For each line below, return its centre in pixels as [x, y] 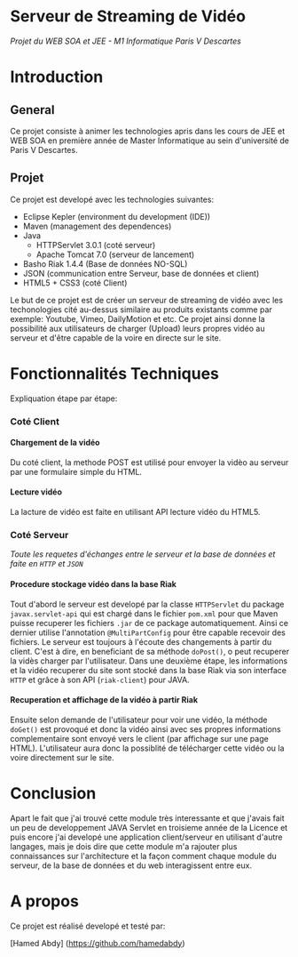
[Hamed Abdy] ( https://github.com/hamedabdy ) [98, 943]
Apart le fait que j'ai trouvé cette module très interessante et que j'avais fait [147, 818]
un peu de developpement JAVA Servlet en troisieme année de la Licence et [149, 827]
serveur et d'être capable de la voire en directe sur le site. [116, 338]
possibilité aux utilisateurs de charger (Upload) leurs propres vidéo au [137, 328]
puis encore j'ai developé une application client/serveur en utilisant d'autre [146, 837]
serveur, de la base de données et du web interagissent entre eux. [131, 865]
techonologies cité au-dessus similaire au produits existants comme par [141, 310]
